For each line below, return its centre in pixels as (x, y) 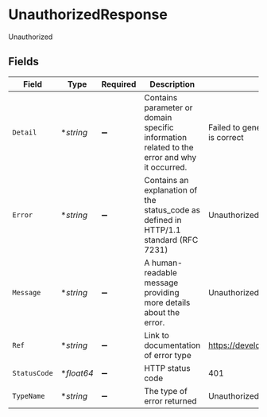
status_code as (172, 210)
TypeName (29, 396)
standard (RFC (171, 240)
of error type (168, 355)
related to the (169, 147)
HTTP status (167, 368)
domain (158, 117)
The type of (166, 391)
